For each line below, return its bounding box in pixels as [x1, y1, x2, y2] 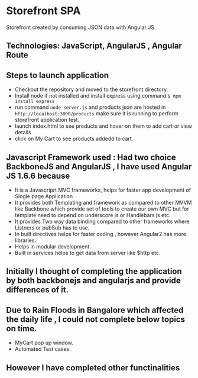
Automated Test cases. [14, 345, 71, 353]
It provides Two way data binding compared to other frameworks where [14, 218, 190, 225]
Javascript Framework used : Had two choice [6, 152, 176, 162]
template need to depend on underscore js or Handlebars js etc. [14, 211, 171, 218]
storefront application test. [14, 117, 80, 124]
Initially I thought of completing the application [6, 266, 182, 276]
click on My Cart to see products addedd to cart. [14, 135, 134, 143]
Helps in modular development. [14, 243, 92, 250]
